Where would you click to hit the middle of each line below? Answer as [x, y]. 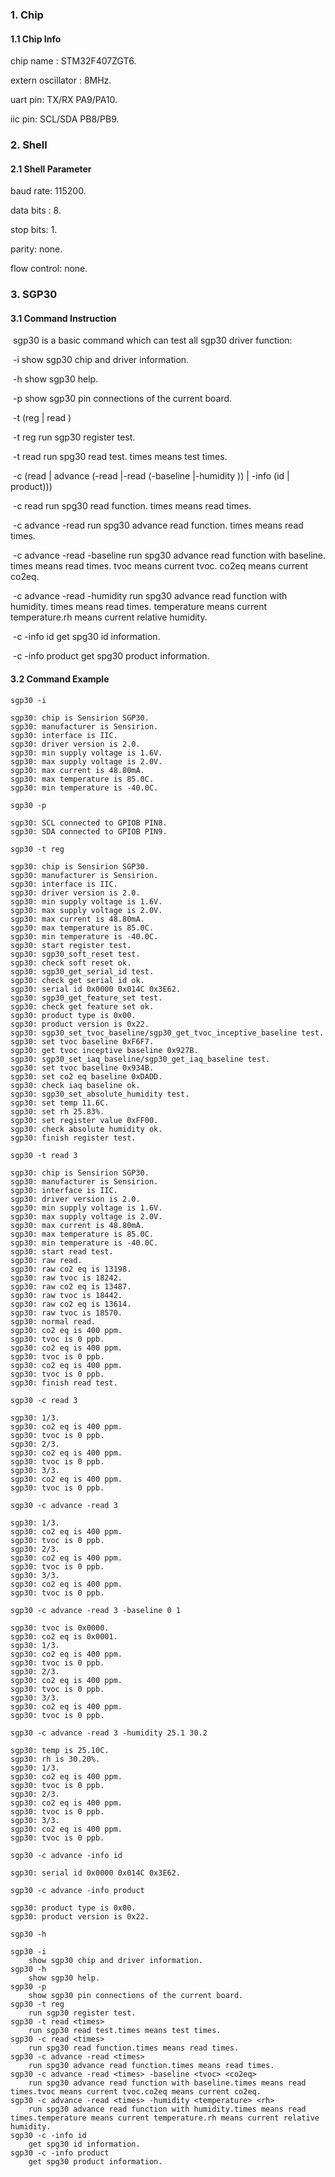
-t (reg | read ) [42, 418]
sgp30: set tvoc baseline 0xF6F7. [82, 1041]
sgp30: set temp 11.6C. [60, 1103]
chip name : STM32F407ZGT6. [73, 61]
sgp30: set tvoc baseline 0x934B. [82, 1068]
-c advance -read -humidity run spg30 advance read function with [150, 596]
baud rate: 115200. [48, 191]
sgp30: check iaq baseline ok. [75, 1085]
